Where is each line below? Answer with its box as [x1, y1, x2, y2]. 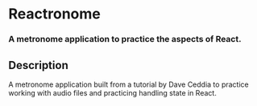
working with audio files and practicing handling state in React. [8, 88, 218, 97]
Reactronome [8, 5, 101, 23]
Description [8, 58, 68, 72]
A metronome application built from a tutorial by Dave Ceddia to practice [8, 79, 249, 89]
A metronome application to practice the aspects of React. [8, 34, 242, 45]
